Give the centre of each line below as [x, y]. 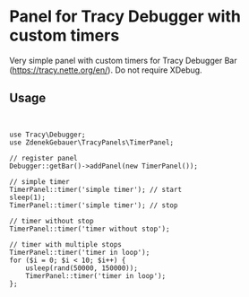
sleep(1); [28, 197]
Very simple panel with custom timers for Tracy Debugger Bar [123, 60]
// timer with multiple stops [66, 244]
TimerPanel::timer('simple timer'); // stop [94, 205]
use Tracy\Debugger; [48, 135]
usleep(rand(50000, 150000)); [82, 268]
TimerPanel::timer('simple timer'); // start [95, 189]
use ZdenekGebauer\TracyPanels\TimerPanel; [92, 142]
